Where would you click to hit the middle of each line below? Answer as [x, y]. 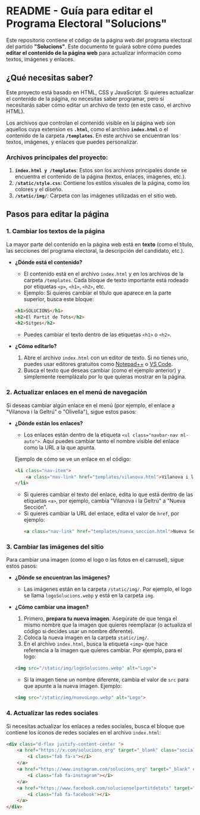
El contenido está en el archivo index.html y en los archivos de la [104, 274]
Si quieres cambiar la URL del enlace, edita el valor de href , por [101, 513]
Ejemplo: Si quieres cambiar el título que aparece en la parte [97, 293]
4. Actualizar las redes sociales [52, 713]
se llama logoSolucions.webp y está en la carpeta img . [89, 596]
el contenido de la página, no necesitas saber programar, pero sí [85, 98]
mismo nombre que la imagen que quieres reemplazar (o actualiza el [108, 625]
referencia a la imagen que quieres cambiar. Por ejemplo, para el [103, 650]
